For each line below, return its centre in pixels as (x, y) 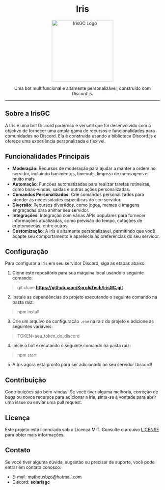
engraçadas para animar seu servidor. (51, 210)
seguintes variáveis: (32, 327)
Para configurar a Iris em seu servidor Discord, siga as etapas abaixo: (75, 263)
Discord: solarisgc (31, 482)
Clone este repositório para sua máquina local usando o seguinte (78, 273)
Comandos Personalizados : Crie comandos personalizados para (78, 194)
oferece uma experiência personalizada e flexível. (55, 141)
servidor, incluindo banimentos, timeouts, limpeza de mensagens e (80, 173)
